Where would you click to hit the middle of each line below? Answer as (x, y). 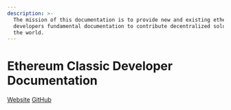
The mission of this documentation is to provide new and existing (112, 20)
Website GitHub (29, 100)
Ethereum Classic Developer (90, 66)
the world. (29, 32)
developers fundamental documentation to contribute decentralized (112, 26)
